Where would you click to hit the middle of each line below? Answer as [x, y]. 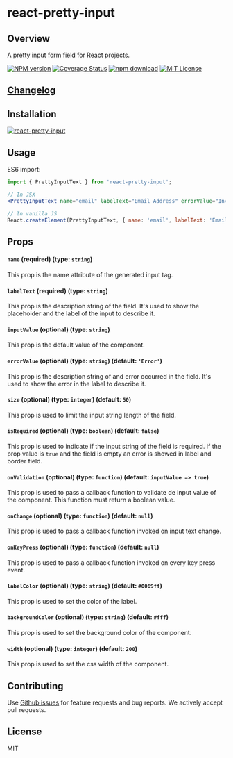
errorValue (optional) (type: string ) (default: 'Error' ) [85, 361]
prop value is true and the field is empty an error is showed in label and [109, 454]
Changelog [32, 91]
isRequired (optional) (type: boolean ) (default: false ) [83, 431]
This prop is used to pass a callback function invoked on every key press [111, 562]
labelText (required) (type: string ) [58, 290]
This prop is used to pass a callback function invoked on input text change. [114, 531]
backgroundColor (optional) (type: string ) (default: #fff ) [88, 617]
